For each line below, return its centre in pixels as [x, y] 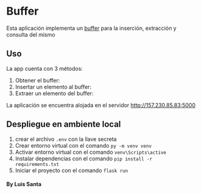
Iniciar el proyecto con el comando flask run [71, 170]
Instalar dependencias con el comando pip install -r [84, 158]
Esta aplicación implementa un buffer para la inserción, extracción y [91, 28]
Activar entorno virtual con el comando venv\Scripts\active [91, 152]
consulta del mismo [31, 34]
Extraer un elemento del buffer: [54, 93]
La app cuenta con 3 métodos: [45, 68]
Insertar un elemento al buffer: [53, 87]
